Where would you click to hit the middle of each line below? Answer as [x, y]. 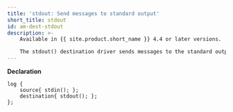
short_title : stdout [37, 20]
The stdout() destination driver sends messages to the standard [116, 52]
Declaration [24, 71]
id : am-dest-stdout [35, 26]
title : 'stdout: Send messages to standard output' [83, 13]
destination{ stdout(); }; [59, 96]
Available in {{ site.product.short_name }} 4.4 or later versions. [121, 39]
